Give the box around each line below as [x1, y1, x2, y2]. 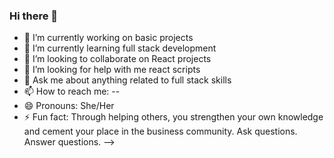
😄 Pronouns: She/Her [23, 100, 115, 112]
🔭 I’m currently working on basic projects [23, 32, 194, 44]
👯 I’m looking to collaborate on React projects [23, 53, 212, 65]
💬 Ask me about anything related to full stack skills [23, 74, 232, 86]
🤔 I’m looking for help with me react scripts [23, 64, 201, 76]
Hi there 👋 [9, 9, 59, 23]
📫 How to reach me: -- [23, 85, 121, 98]
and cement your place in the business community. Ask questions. [23, 125, 298, 138]
